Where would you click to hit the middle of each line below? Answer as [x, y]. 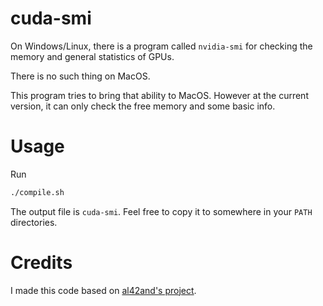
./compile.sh [37, 192]
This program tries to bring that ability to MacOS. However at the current [159, 95]
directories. [34, 222]
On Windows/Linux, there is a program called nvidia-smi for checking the [161, 46]
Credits [41, 262]
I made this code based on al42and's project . [103, 290]
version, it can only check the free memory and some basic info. [143, 106]
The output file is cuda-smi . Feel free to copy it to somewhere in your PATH [161, 211]
